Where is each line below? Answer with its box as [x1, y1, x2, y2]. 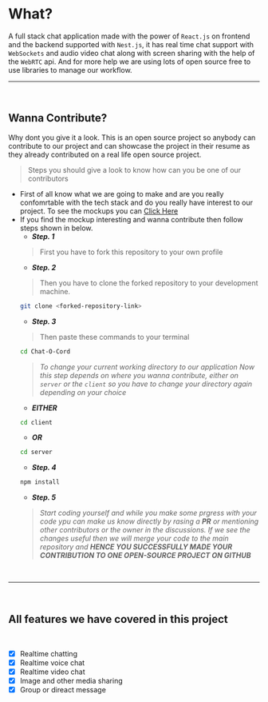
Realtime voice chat [19, 658, 85, 668]
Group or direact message [19, 685, 106, 695]
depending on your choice [39, 387, 127, 397]
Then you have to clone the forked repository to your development [39, 277, 258, 288]
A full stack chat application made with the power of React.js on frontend [8, 31, 250, 41]
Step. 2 [31, 262, 57, 272]
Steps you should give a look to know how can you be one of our [27, 165, 242, 174]
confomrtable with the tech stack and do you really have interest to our [19, 197, 254, 207]
